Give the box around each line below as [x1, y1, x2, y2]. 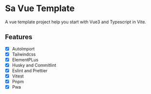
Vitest [12, 73, 24, 79]
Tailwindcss [12, 51, 36, 57]
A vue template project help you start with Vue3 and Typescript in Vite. [5, 19, 146, 25]
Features [5, 33, 32, 41]
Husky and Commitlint [12, 62, 57, 68]
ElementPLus [12, 57, 39, 63]
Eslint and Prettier [12, 68, 47, 73]
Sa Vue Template [5, 3, 75, 14]
